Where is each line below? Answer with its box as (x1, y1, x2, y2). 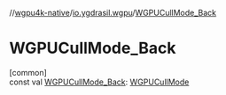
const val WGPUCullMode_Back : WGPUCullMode (9, 77, 190, 87)
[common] (9, 67, 47, 77)
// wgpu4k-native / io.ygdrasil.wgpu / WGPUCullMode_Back (9, 8, 217, 18)
